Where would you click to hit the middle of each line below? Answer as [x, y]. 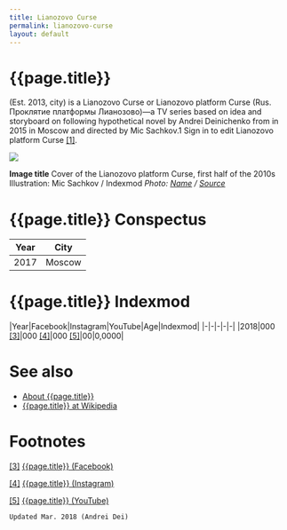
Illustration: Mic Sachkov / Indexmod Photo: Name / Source [117, 184]
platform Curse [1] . [44, 140]
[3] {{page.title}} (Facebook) [61, 466]
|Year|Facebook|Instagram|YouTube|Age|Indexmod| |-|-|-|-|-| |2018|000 [142, 327]
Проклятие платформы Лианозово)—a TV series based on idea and [136, 112]
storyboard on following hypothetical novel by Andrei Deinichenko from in [144, 122]
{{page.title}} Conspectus [108, 219]
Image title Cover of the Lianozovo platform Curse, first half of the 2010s [142, 174]
